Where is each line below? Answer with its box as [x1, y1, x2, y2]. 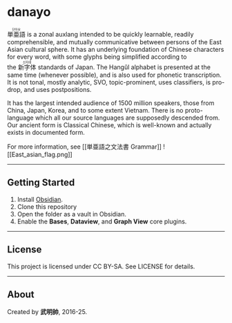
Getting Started [7, 177, 75, 189]
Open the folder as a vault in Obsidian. [17, 210, 126, 218]
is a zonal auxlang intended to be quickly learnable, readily [26, 30, 194, 38]
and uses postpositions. [23, 85, 92, 93]
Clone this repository [17, 202, 77, 211]
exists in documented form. [7, 128, 85, 136]
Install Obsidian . [17, 195, 64, 203]
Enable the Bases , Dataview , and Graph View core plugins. [17, 217, 187, 225]
